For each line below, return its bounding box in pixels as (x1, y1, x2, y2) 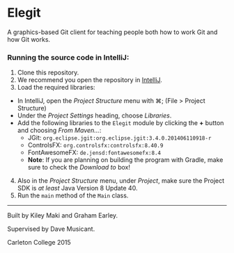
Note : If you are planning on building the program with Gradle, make (27, 156, 224, 164)
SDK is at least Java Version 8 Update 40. (17, 184, 138, 193)
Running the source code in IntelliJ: (7, 52, 130, 62)
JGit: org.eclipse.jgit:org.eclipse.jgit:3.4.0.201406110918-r (27, 133, 212, 142)
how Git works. (7, 35, 51, 43)
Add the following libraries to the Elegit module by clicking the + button (17, 119, 224, 127)
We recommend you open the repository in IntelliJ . (17, 76, 162, 84)
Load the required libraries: (17, 83, 95, 92)
